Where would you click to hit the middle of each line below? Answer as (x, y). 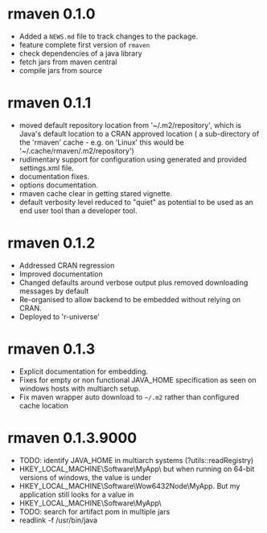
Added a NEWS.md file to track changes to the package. (109, 36)
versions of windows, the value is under (85, 477)
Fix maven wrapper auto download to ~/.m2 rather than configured (129, 397)
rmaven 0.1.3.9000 (72, 438)
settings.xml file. (46, 168)
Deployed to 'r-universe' (60, 316)
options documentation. (58, 185)
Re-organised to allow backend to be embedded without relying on (130, 299)
